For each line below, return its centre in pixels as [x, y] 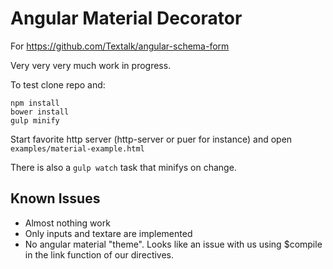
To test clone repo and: [58, 84]
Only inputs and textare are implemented [108, 233]
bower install [40, 112]
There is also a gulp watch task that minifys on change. [123, 167]
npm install [35, 103]
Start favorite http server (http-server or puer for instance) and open [151, 139]
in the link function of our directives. [99, 254]
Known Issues [55, 198]
